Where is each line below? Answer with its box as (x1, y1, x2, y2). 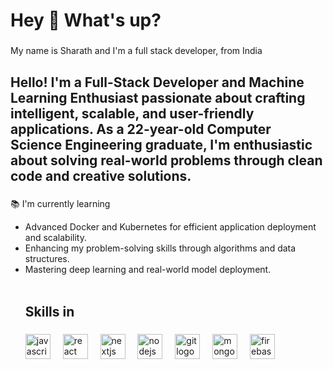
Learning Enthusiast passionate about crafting (10, 89, 306, 106)
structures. (24, 253, 70, 265)
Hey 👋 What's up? (10, 9, 162, 32)
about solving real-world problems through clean (10, 152, 323, 169)
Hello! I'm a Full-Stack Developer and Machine (10, 74, 305, 91)
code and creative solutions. (10, 167, 192, 184)
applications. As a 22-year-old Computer (10, 120, 272, 138)
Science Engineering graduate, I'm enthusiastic (10, 136, 313, 153)
